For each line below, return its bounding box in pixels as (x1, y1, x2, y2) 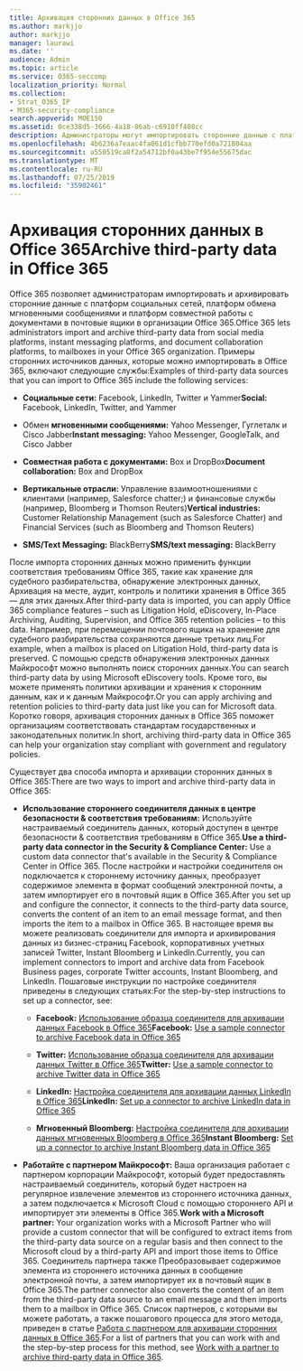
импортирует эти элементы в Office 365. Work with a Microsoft (22, 1207, 264, 1218)
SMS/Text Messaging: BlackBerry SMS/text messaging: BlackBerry (22, 540, 277, 550)
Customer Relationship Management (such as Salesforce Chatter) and (22, 512, 283, 523)
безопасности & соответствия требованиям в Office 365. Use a (22, 832, 264, 843)
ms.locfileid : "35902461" (9, 182, 106, 191)
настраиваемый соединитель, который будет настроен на (22, 1178, 248, 1189)
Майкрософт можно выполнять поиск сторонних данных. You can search (9, 662, 289, 673)
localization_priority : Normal (9, 80, 127, 89)
